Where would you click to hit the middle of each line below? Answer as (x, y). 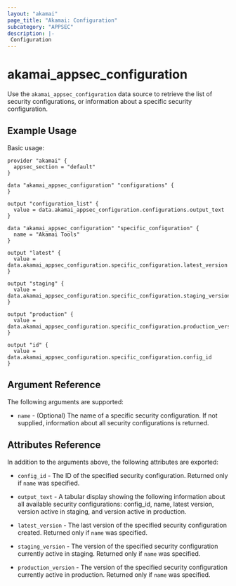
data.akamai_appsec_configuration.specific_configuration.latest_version (118, 265)
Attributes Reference (54, 445)
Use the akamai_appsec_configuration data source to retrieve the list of (110, 94)
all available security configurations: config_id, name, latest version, (116, 504)
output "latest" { (34, 253)
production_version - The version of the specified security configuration (123, 567)
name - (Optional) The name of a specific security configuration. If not (117, 415)
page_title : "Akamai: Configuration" (63, 20)
